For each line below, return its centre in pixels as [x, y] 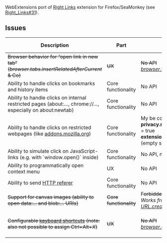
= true [148, 130]
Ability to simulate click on [38, 151]
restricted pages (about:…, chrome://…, [53, 104]
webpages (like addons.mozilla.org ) [49, 134]
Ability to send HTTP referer [40, 182]
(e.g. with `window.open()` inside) [59, 157]
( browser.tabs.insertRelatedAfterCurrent [55, 69]
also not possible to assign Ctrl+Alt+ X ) [53, 227]
